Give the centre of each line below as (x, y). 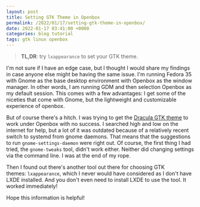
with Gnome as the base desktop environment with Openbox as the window (99, 81)
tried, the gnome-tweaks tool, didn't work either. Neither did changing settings (100, 149)
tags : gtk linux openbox (37, 39)
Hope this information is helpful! (46, 198)
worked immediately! (32, 186)
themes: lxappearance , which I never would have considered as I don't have (99, 173)
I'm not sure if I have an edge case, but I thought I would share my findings (98, 68)
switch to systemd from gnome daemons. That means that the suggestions (99, 137)
